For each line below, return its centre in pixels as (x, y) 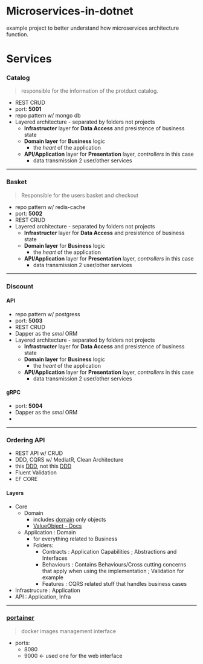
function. (18, 34)
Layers (15, 493)
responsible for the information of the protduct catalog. (90, 91)
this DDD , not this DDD (43, 466)
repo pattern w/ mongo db (48, 116)
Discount (20, 286)
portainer (20, 618)
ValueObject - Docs (57, 526)
